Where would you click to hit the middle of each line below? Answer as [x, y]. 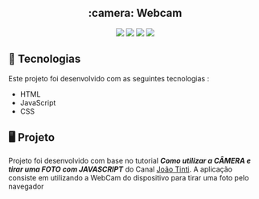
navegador [26, 187]
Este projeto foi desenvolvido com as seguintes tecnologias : [109, 78]
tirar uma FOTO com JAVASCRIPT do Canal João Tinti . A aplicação [121, 169]
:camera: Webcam [135, 13]
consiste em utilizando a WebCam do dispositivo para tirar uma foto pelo [129, 178]
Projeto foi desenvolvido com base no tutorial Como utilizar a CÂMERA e [130, 161]
